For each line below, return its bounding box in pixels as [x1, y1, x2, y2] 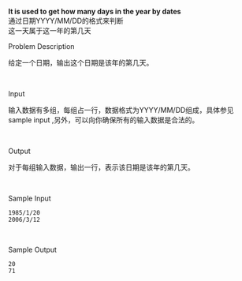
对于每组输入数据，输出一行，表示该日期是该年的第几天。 [8, 163, 195, 172]
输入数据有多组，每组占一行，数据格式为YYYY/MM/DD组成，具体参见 [8, 106, 234, 114]
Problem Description [8, 42, 75, 51]
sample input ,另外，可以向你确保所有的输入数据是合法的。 [8, 115, 199, 125]
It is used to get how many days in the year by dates [8, 7, 181, 16]
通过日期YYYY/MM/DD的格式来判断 [8, 16, 124, 25]
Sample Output [8, 245, 58, 254]
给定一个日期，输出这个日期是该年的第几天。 [8, 58, 154, 67]
